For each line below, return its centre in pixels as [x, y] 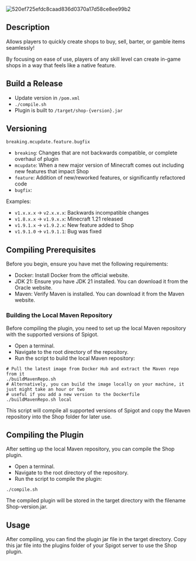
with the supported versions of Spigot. [52, 334]
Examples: [18, 201]
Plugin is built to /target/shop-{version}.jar [68, 110]
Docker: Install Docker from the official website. [72, 276]
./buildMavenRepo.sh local [39, 400]
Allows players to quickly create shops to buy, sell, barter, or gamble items [96, 42]
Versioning [26, 129]
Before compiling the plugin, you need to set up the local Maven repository [96, 328]
